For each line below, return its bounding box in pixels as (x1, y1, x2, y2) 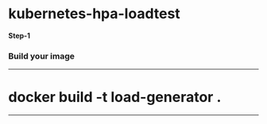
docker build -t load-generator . (8, 88, 222, 107)
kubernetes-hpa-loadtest (8, 5, 180, 23)
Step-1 (8, 31, 30, 40)
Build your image (8, 51, 75, 62)
